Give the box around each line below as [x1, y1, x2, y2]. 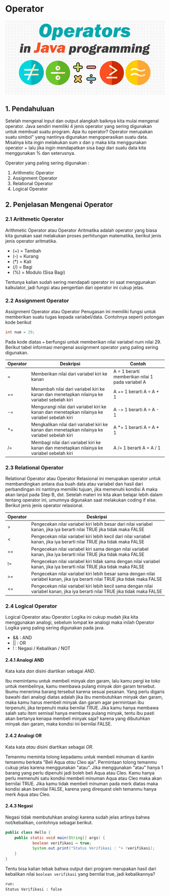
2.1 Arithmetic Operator [5, 216, 64, 223]
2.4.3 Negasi [5, 803, 33, 809]
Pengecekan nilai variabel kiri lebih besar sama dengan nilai [31, 571, 155, 577]
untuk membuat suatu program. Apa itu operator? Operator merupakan [5, 129, 153, 135]
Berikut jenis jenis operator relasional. [5, 502, 84, 508]
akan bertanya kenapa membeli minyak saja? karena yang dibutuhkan [5, 715, 150, 721]
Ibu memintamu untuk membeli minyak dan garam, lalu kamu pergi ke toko [5, 678, 160, 684]
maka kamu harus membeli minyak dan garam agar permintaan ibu [5, 699, 144, 706]
